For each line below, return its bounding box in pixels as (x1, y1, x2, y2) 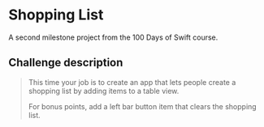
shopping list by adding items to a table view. (28, 86, 180, 95)
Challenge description (8, 56, 123, 70)
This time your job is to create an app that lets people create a (28, 77, 236, 87)
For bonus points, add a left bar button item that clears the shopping (28, 101, 258, 111)
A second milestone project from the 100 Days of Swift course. (8, 32, 219, 42)
